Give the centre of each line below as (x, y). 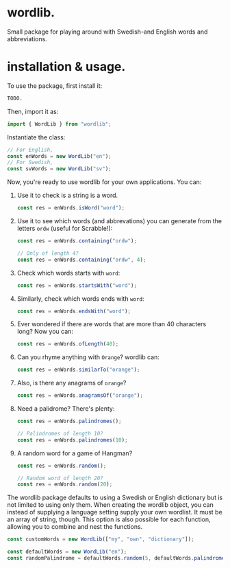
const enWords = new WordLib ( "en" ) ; (59, 156)
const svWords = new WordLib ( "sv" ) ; (59, 169)
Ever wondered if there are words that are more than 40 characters (112, 324)
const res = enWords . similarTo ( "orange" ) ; (78, 370)
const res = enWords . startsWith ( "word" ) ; (77, 285)
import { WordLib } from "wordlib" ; (59, 124)
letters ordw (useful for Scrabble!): (65, 228)
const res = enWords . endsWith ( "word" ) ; (74, 311)
